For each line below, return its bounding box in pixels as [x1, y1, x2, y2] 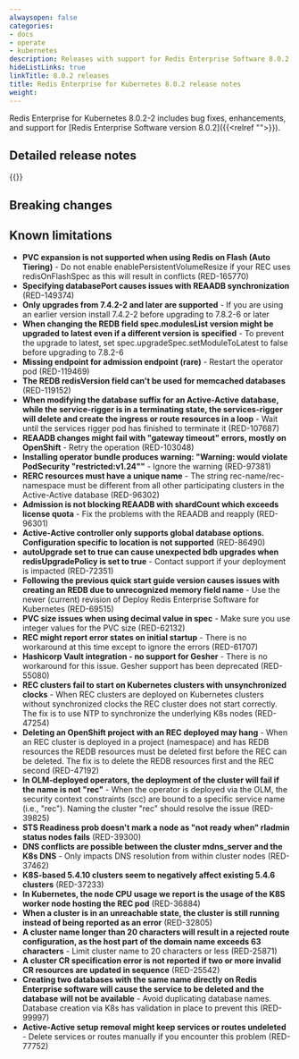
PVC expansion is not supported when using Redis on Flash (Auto [21, 251, 270, 262]
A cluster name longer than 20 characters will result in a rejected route [21, 927, 290, 937]
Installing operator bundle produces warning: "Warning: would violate [21, 451, 288, 462]
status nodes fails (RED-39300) [21, 831, 142, 842]
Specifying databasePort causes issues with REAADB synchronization [21, 280, 290, 291]
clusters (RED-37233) [21, 878, 104, 890]
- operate [9, 38, 46, 47]
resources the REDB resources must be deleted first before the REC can [21, 746, 287, 757]
